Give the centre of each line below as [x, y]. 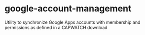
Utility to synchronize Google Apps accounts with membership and [72, 22]
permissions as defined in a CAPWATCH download [56, 27]
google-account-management [68, 9]
